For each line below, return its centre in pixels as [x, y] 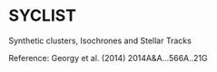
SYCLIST [42, 16]
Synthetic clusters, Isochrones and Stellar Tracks [100, 40]
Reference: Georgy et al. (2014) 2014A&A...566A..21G [108, 58]
